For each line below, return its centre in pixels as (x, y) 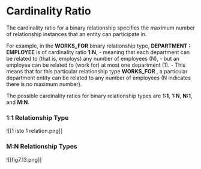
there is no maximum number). (44, 84)
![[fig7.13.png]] (24, 159)
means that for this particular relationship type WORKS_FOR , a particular (97, 71)
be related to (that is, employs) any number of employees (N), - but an (93, 58)
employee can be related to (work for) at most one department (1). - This (96, 65)
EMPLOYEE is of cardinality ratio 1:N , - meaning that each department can (98, 52)
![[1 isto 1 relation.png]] (34, 131)
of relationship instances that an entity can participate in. (76, 34)
